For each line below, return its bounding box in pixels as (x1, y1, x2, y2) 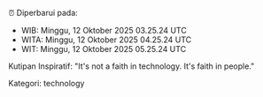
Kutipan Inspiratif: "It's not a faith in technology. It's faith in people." (8, 61, 255, 71)
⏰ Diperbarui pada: (8, 8, 79, 18)
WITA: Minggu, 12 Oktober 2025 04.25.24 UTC (20, 34, 192, 45)
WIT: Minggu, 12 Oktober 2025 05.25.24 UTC (20, 44, 187, 54)
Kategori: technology (8, 78, 85, 88)
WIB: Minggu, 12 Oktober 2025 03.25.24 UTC (20, 26, 187, 35)
